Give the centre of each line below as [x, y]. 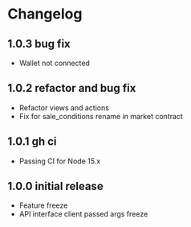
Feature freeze [43, 205]
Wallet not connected [54, 63]
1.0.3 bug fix [39, 44]
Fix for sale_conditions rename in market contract [101, 116]
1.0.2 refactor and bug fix [72, 88]
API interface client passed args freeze [83, 214]
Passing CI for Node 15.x [60, 161]
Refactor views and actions [64, 107]
